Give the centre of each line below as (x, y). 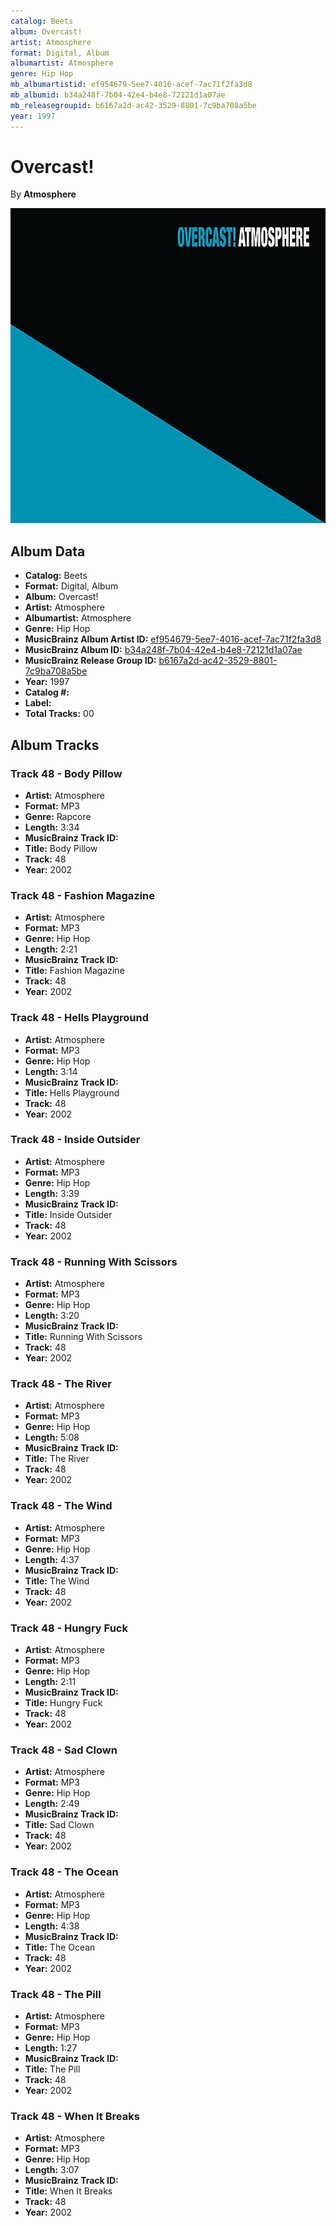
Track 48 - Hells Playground (80, 1018)
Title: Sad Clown (59, 1825)
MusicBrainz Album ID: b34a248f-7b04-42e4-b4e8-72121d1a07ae (163, 650)
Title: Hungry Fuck (63, 1703)
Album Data (48, 551)
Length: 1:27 (51, 2047)
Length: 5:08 (52, 1437)
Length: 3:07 (52, 2170)
